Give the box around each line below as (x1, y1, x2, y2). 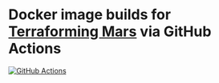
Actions (8, 40, 62, 57)
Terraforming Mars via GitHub (8, 22, 212, 41)
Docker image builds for (8, 6, 171, 24)
